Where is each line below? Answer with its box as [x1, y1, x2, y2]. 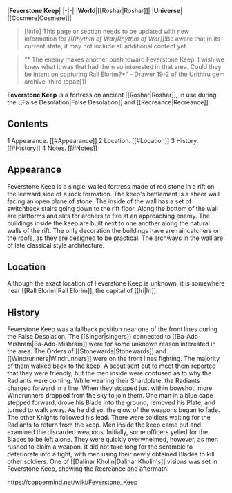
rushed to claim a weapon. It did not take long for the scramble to [7, 443, 193, 451]
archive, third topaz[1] [23, 77, 86, 86]
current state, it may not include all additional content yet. [23, 42, 188, 50]
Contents [7, 118, 48, 130]
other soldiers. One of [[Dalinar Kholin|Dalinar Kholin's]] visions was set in [7, 457, 217, 466]
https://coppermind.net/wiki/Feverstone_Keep [7, 478, 138, 487]
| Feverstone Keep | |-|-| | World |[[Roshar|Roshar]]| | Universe [7, 7, 181, 15]
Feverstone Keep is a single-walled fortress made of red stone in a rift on [7, 182, 215, 190]
